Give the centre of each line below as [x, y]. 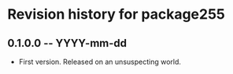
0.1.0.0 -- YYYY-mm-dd [67, 43]
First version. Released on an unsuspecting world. [100, 62]
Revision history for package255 [116, 14]
